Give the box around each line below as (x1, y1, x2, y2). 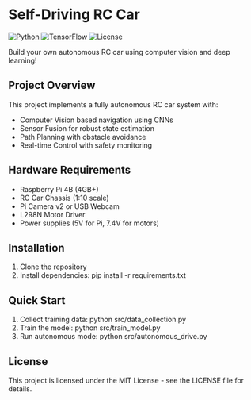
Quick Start (8, 294, 66, 307)
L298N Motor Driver (19, 210, 86, 219)
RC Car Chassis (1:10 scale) (19, 193, 109, 202)
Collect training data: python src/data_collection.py (19, 315, 187, 325)
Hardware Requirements (8, 163, 131, 177)
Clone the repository (19, 262, 87, 271)
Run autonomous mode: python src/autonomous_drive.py (19, 332, 207, 341)
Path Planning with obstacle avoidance (19, 132, 146, 141)
